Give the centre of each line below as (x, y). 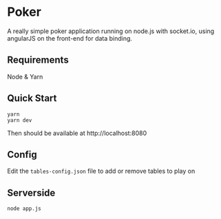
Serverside (31, 192)
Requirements (38, 60)
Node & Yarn (25, 76)
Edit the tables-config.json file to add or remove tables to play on (101, 171)
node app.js (24, 209)
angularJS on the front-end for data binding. (70, 38)
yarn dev (20, 120)
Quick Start (32, 98)
